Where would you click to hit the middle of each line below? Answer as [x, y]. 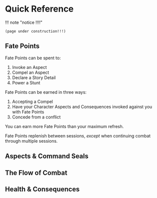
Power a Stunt [26, 82]
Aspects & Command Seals [47, 156]
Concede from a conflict [36, 117]
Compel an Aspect [31, 72]
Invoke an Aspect [29, 67]
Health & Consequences [42, 189]
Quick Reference [39, 9]
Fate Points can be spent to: [33, 58]
